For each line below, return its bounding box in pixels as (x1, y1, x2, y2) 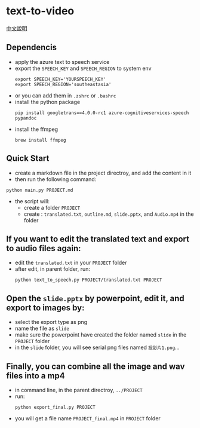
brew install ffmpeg (14, 137, 66, 143)
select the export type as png (14, 319, 88, 326)
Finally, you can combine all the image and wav (6, 361, 185, 371)
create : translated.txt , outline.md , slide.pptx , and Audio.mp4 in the (23, 210, 194, 218)
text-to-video (6, 4, 75, 18)
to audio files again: (6, 243, 81, 253)
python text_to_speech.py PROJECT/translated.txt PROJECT (14, 277, 162, 283)
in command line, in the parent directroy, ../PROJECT (14, 387, 143, 393)
